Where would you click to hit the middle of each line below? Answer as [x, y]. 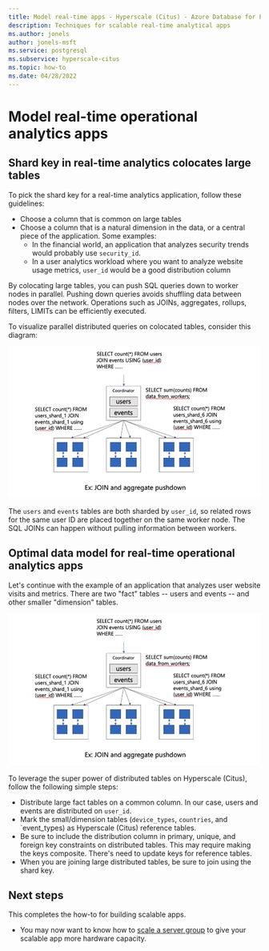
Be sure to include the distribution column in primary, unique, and [128, 836]
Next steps [36, 895]
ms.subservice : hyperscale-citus [64, 59]
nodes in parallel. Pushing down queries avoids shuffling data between [125, 294]
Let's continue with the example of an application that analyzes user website [134, 585]
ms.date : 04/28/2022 [43, 76]
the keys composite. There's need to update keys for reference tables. [136, 853]
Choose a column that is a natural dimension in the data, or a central [132, 227]
